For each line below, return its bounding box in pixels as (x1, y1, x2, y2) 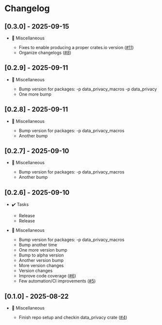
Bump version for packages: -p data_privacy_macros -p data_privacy (18, 86, 157, 92)
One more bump (18, 91, 52, 97)
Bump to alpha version (18, 252, 64, 258)
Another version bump (18, 257, 64, 263)
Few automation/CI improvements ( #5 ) (18, 278, 96, 284)
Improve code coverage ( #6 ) (18, 273, 76, 279)
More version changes (18, 263, 64, 269)
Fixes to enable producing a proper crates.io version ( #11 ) (18, 45, 134, 50)
